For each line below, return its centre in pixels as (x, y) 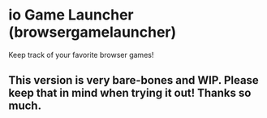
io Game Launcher (71, 15)
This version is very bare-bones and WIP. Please (134, 80)
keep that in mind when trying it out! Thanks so (130, 93)
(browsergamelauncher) (93, 32)
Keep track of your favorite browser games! (81, 55)
